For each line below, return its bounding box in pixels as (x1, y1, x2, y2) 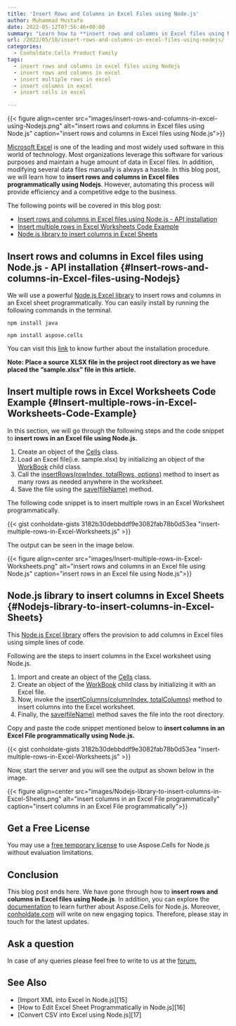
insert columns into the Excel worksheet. (17, 702, 136, 711)
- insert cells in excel (13, 89, 86, 96)
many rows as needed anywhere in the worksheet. (17, 477, 164, 486)
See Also (7, 977, 47, 989)
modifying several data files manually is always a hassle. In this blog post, (7, 165, 221, 174)
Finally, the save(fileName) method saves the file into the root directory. (17, 710, 225, 718)
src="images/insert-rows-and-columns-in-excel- (74, 114, 218, 123)
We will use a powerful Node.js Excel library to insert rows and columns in (7, 291, 221, 299)
